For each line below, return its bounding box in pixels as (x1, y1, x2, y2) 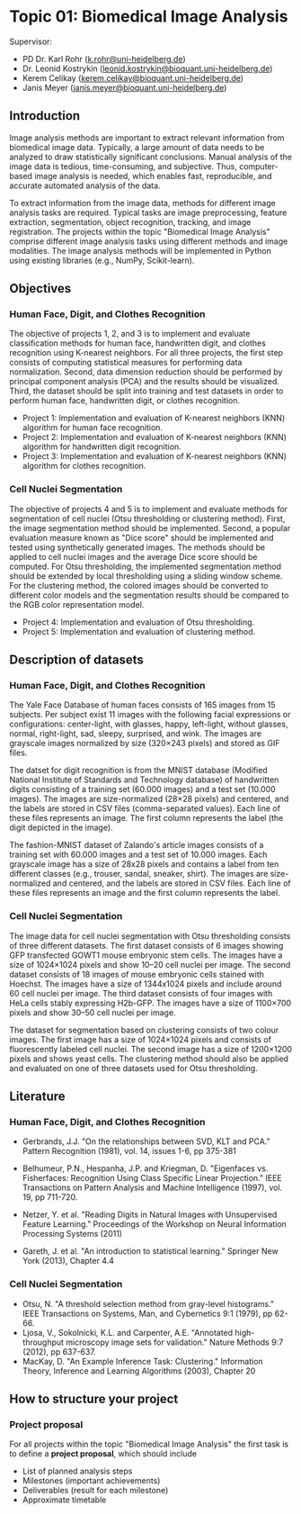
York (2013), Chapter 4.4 (22, 1256, 115, 1266)
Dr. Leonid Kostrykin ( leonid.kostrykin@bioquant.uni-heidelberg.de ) (22, 63, 273, 74)
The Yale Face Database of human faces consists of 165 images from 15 (9, 699, 276, 710)
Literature (9, 1089, 66, 1104)
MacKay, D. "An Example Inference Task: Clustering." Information (22, 1356, 263, 1366)
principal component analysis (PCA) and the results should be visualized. (9, 376, 280, 387)
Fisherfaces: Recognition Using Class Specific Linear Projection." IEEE (22, 1173, 282, 1184)
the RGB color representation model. (9, 599, 145, 609)
